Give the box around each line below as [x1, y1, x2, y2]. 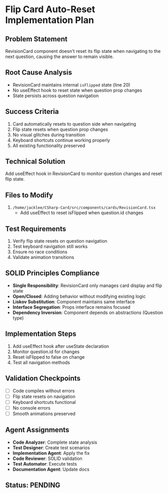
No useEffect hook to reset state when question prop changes [12, 87, 143, 93]
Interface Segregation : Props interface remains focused [12, 304, 131, 310]
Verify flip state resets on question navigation [12, 238, 107, 244]
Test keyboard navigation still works [12, 243, 88, 250]
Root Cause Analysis [5, 68, 72, 77]
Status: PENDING [5, 481, 61, 489]
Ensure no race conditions [12, 249, 67, 255]
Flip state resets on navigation [12, 393, 76, 399]
